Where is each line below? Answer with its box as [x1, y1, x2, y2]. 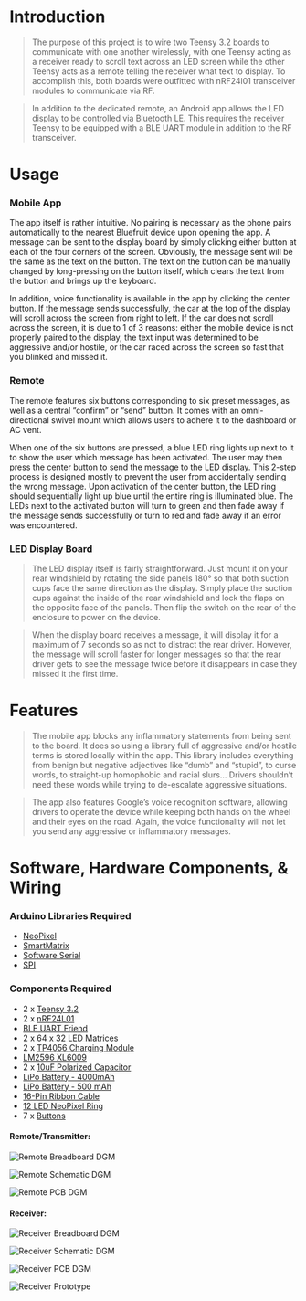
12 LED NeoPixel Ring [22, 1100, 103, 1111]
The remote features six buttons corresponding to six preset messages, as [9, 395, 290, 406]
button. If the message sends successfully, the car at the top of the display [9, 303, 291, 314]
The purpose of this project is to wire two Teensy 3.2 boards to [31, 37, 269, 48]
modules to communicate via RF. [31, 85, 155, 96]
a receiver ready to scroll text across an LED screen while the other [31, 56, 285, 67]
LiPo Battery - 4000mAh [22, 1071, 115, 1082]
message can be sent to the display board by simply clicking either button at [9, 237, 297, 248]
